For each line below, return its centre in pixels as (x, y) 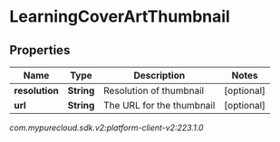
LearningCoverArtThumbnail (120, 17)
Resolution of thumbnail (154, 90)
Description (159, 76)
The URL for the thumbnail (159, 105)
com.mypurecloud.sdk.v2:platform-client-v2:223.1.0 (106, 128)
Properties (40, 50)
